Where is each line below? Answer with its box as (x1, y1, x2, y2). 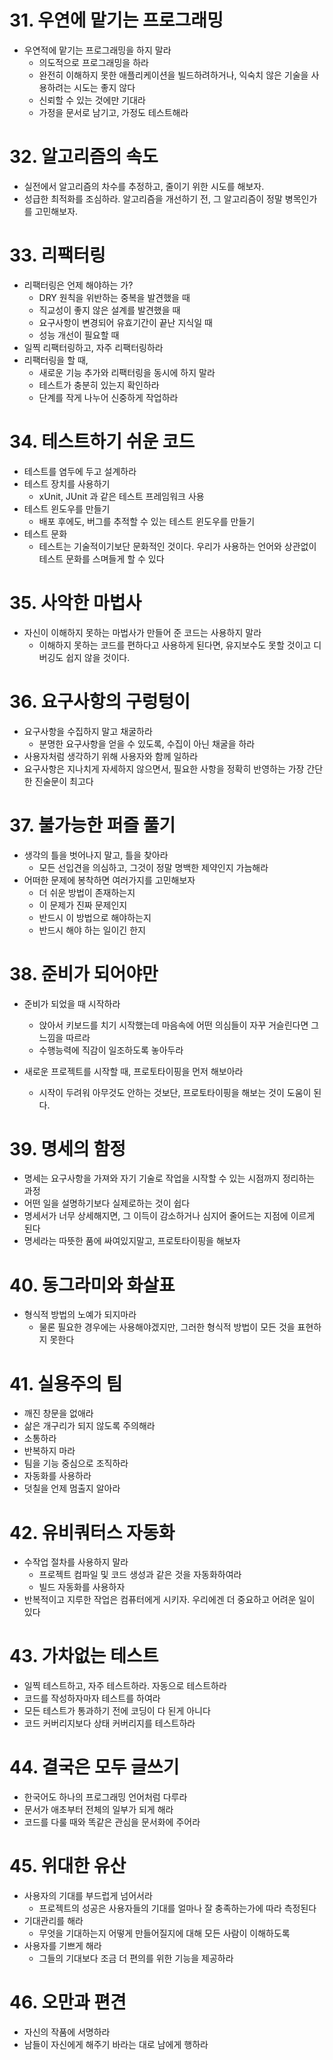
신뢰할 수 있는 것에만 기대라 (38, 94, 146, 106)
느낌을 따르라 (38, 1031, 91, 1043)
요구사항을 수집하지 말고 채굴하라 (23, 725, 153, 737)
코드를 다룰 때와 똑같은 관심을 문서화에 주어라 (23, 1816, 201, 1828)
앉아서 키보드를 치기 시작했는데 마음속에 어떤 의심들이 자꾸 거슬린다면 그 (38, 1019, 320, 1031)
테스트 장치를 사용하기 (23, 477, 111, 490)
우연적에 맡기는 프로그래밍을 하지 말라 (23, 44, 172, 56)
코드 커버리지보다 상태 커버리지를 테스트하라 (23, 1717, 196, 1730)
